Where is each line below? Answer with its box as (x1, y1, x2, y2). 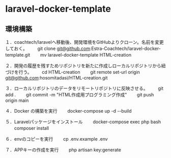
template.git (5, 52, 31, 58)
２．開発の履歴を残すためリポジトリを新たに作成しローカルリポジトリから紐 (5, 63, 166, 69)
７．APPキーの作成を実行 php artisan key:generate (5, 147, 121, 153)
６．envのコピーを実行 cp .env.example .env (5, 136, 108, 142)
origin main (5, 97, 29, 103)
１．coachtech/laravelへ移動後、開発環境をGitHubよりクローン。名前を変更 (5, 39, 164, 45)
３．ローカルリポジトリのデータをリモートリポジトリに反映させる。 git (5, 85, 164, 91)
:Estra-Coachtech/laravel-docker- (90, 45, 161, 51)
